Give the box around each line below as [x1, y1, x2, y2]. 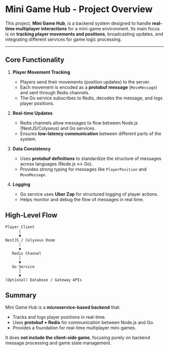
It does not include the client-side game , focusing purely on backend [5, 334, 150, 341]
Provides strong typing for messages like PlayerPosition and [20, 166, 147, 172]
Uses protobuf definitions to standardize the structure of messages [20, 155, 162, 161]
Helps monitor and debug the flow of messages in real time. [20, 196, 144, 202]
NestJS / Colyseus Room [5, 238, 55, 243]
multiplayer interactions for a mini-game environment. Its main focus [16, 25, 160, 31]
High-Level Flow [5, 211, 58, 220]
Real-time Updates [12, 110, 53, 116]
